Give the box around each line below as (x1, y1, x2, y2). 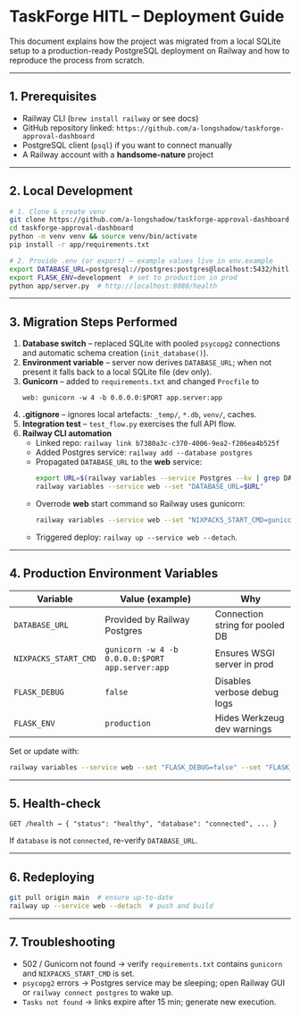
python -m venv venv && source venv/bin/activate (9, 232, 198, 241)
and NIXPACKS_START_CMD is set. (21, 968, 136, 978)
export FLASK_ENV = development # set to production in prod (9, 273, 238, 282)
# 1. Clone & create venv (9, 207, 105, 216)
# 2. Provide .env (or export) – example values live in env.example (9, 256, 274, 265)
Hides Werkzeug (214, 711, 285, 724)
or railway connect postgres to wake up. (21, 987, 174, 997)
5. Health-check (9, 795, 101, 810)
